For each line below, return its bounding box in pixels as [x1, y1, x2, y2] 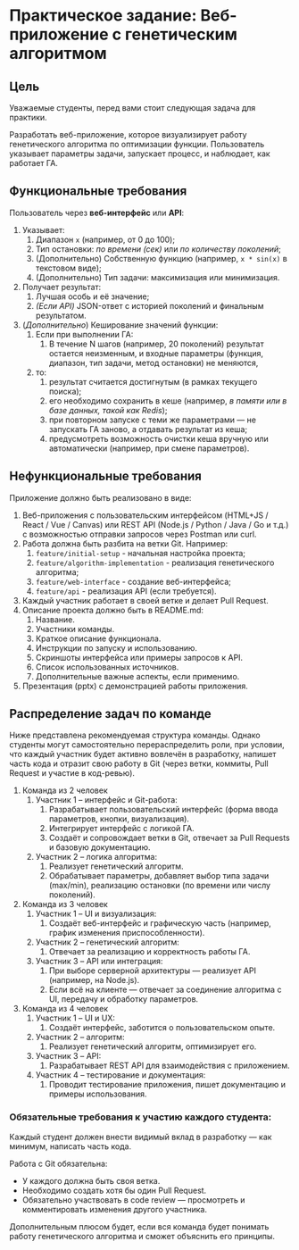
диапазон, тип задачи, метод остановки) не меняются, [48, 357, 259, 368]
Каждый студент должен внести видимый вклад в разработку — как [9, 1131, 272, 1142]
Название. [35, 613, 76, 625]
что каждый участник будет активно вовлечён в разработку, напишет [9, 749, 277, 760]
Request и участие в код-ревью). [9, 768, 136, 779]
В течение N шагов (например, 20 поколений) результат [48, 338, 265, 349]
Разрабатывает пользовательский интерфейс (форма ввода [48, 804, 278, 815]
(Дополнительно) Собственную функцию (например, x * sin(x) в [35, 253, 287, 263]
